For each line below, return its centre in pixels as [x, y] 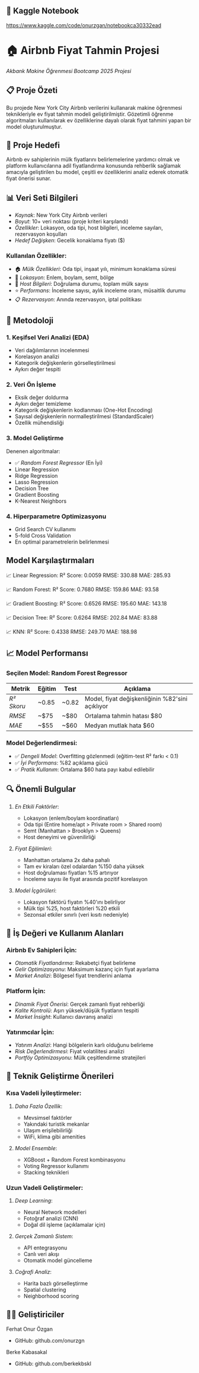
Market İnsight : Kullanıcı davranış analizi [64, 1017]
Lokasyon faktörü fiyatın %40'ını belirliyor [75, 902]
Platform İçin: [26, 991]
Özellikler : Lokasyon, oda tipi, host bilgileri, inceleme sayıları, [89, 228]
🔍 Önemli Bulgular [41, 789]
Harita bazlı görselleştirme [56, 1283]
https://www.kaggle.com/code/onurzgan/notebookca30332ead [84, 25]
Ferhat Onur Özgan [30, 1329]
